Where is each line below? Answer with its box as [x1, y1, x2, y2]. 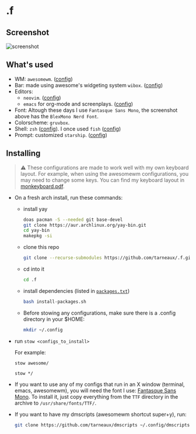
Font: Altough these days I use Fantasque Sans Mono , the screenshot [14, 107, 178, 114]
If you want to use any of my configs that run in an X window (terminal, [14, 381, 185, 388]
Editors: [14, 88, 33, 95]
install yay [23, 205, 48, 212]
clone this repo [23, 244, 60, 251]
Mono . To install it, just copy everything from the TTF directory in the [14, 393, 178, 400]
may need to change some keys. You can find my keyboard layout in [20, 176, 185, 183]
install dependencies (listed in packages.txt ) [23, 287, 130, 294]
